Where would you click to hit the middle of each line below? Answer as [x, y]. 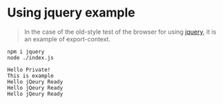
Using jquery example [71, 13]
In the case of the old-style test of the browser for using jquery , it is [120, 32]
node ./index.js [30, 58]
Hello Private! [29, 70]
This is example [30, 76]
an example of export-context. [67, 39]
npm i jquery [26, 52]
